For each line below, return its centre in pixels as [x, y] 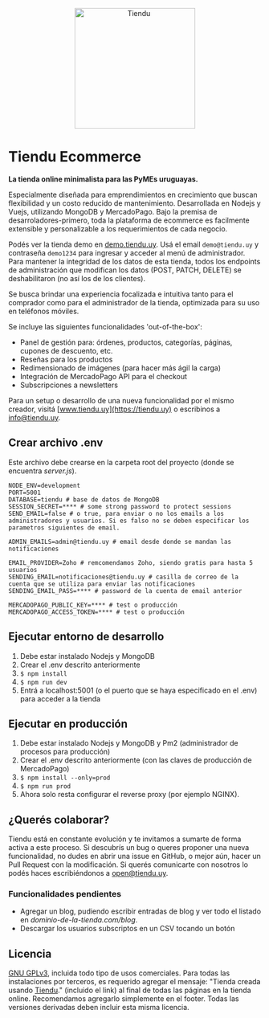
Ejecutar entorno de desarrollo [86, 637]
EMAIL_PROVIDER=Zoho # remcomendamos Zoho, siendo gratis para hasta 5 [130, 562]
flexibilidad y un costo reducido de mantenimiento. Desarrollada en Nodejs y [134, 203]
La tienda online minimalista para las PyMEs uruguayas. [103, 179]
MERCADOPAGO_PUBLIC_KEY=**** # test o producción [93, 605]
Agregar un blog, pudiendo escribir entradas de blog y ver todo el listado [141, 911]
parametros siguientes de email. [64, 527]
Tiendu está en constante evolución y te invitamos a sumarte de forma [125, 839]
